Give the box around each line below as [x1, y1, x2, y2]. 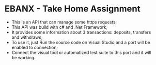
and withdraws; [11, 34, 43, 40]
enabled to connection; [11, 44, 58, 50]
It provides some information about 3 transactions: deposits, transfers [11, 29, 151, 35]
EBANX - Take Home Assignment [4, 3, 141, 14]
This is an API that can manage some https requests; [11, 19, 117, 25]
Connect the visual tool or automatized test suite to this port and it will [11, 49, 151, 55]
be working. [11, 54, 36, 60]
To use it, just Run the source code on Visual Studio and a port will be [11, 39, 151, 45]
